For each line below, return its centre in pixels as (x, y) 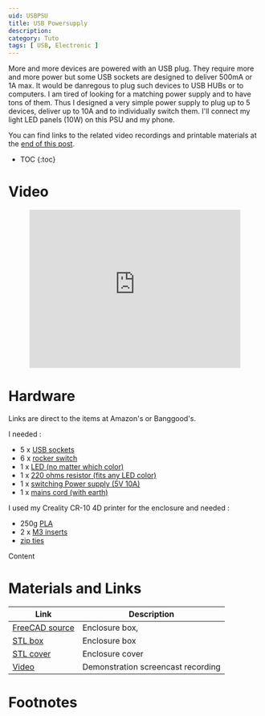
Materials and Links (75, 589)
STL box (28, 640)
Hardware (42, 397)
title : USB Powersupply (48, 23)
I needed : (25, 434)
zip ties (32, 540)
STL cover (32, 653)
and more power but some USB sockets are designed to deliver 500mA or (130, 77)
